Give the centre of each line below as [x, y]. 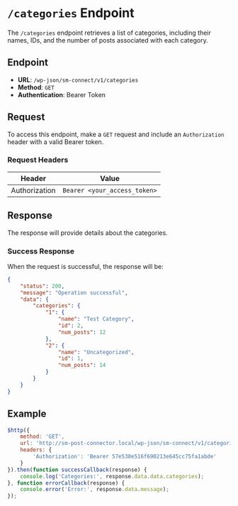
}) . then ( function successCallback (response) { [77, 470]
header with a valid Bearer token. [56, 142]
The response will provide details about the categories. [87, 233]
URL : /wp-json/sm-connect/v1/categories [78, 79]
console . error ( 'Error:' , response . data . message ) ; [95, 490]
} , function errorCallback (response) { [66, 483]
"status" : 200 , [42, 286]
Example [27, 414]
